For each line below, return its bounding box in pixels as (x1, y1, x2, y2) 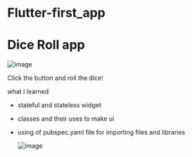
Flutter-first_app (7, 5, 105, 21)
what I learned (7, 88, 49, 96)
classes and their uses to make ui (17, 114, 115, 123)
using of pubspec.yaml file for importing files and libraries (17, 128, 186, 137)
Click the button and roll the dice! (7, 74, 103, 82)
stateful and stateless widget (17, 101, 102, 109)
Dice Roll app (7, 37, 86, 53)
